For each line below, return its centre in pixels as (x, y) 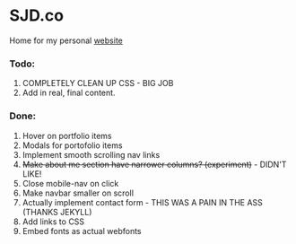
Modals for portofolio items (72, 145)
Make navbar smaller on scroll (78, 193)
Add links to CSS (53, 222)
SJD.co (37, 16)
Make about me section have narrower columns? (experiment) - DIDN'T (154, 164)
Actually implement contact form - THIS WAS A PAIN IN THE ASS (142, 202)
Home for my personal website (66, 40)
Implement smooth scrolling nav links (91, 154)
